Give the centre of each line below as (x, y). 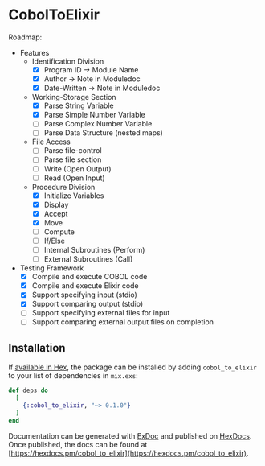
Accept (56, 213)
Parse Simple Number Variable (95, 115)
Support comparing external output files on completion (123, 322)
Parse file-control (73, 151)
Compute (59, 232)
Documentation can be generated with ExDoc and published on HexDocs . (130, 435)
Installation (37, 348)
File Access (51, 142)
